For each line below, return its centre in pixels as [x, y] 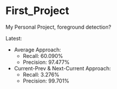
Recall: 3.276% [41, 74]
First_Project [37, 11]
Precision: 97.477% [46, 62]
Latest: [14, 38]
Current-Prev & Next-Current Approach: [62, 68]
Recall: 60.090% [43, 56]
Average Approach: [37, 49]
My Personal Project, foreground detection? [58, 27]
